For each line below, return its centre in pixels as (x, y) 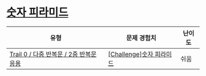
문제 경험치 (141, 38)
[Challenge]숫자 (131, 54)
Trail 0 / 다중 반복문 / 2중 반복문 (53, 54)
